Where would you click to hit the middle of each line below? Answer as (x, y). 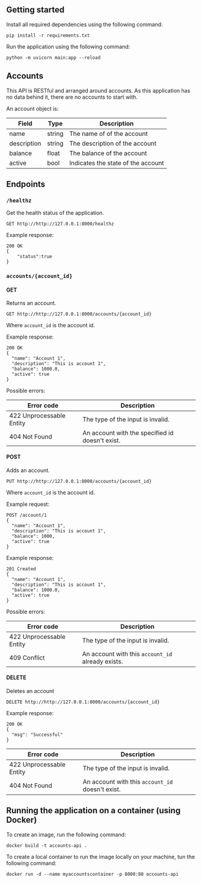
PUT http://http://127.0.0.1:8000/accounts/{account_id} (79, 481)
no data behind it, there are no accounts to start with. (72, 97)
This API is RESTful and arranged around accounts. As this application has (98, 90)
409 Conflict (27, 657)
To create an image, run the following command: (66, 834)
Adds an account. (28, 470)
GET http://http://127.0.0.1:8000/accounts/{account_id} (79, 314)
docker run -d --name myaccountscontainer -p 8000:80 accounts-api (93, 874)
